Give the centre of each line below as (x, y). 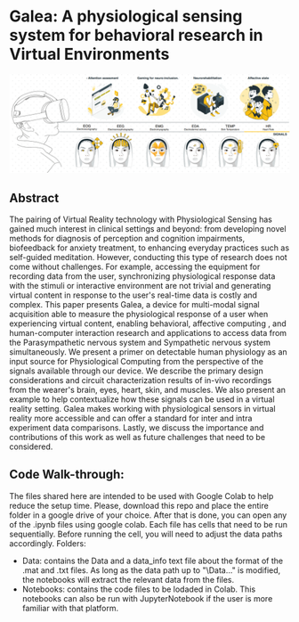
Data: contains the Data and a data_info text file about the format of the (152, 561)
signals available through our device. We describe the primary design (137, 371)
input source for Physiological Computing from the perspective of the (137, 361)
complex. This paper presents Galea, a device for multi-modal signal (134, 304)
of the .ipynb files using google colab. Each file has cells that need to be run (148, 524)
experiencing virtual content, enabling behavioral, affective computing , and (148, 323)
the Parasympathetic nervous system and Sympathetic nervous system (140, 342)
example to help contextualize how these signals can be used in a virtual (142, 399)
